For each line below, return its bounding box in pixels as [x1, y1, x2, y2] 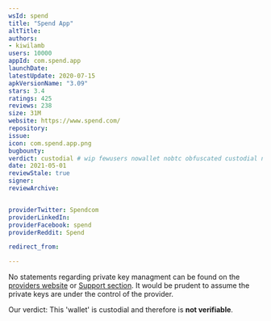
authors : [8, 34, 38, 43]
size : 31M [8, 110, 42, 118]
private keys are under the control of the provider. [8, 290, 174, 299]
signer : [8, 177, 35, 186]
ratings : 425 [8, 94, 52, 102]
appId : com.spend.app [8, 57, 81, 65]
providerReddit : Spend [8, 228, 85, 236]
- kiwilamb [8, 42, 45, 50]
